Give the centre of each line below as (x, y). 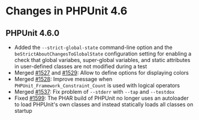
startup (23, 111)
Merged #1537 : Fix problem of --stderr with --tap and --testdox (94, 92)
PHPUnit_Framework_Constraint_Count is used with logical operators (97, 85)
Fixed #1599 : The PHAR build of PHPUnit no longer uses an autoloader (102, 98)
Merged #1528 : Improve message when (63, 79)
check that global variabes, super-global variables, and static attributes (102, 60)
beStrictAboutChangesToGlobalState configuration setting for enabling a (103, 54)
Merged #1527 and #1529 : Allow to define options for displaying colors (102, 73)
